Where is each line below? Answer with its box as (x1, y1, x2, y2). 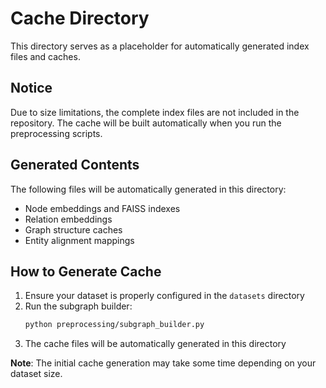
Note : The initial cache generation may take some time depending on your (10, 357, 317, 369)
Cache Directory (10, 7, 150, 30)
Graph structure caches (24, 223, 123, 236)
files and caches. (10, 50, 81, 62)
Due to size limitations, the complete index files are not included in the (10, 106, 300, 118)
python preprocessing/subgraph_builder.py (24, 320, 205, 330)
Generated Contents (10, 157, 140, 174)
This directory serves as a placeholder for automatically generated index (10, 40, 310, 52)
